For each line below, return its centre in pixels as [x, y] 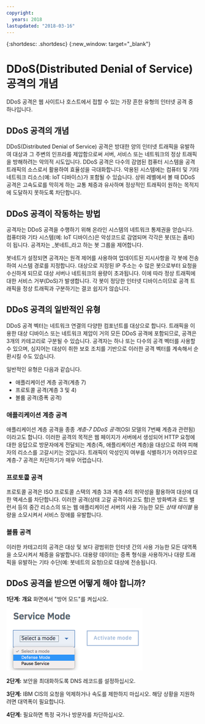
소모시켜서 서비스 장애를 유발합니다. [60, 515]
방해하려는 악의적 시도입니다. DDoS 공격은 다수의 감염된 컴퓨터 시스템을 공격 [104, 162]
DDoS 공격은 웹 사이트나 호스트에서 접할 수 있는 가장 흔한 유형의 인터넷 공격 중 [100, 102]
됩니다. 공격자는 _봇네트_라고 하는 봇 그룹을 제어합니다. [78, 244]
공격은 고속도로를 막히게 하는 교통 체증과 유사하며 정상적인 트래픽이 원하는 [95, 185]
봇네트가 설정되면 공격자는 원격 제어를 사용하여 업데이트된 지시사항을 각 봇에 [97, 258]
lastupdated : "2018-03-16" [41, 26]
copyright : [20, 13]
